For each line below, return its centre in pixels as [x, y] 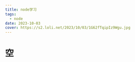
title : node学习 [21, 10]
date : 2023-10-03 [23, 23]
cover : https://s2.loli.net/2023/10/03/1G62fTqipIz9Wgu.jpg [68, 28]
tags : [11, 14]
